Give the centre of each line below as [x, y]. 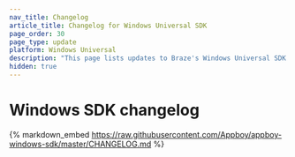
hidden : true [33, 67]
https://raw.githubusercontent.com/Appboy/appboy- [187, 134]
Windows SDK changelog [105, 110]
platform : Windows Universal [63, 50]
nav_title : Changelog [49, 17]
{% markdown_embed [49, 134]
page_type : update [43, 42]
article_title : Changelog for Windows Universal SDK [108, 26]
